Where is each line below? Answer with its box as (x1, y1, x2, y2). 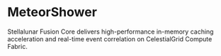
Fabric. (7, 42, 28, 50)
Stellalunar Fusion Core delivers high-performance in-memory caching (7, 27, 214, 36)
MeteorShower (7, 4, 98, 20)
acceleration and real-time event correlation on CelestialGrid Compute (7, 34, 212, 43)
